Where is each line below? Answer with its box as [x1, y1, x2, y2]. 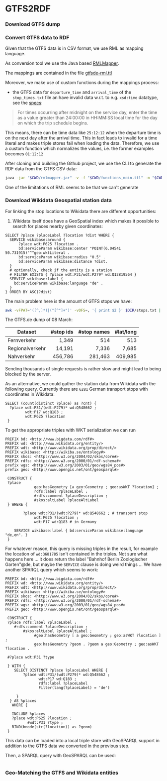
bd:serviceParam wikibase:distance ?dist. [18, 259, 108, 264]
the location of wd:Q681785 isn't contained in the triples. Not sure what [5, 551, 148, 557]
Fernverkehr [7, 337, 36, 344]
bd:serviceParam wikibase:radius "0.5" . [18, 254, 106, 259]
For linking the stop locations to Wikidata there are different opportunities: [5, 208, 157, 214]
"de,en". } [5, 533, 28, 538]
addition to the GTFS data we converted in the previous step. [5, 743, 130, 749]
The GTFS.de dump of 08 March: [5, 317, 73, 323]
